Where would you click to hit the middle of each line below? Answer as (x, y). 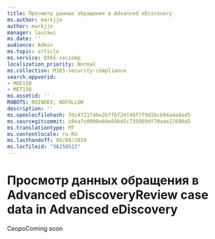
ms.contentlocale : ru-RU (42, 134)
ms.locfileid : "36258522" (44, 147)
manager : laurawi (32, 32)
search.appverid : (32, 77)
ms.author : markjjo (35, 20)
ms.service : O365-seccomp (44, 58)
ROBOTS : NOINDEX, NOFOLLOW (45, 102)
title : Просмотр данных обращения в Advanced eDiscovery (90, 13)
